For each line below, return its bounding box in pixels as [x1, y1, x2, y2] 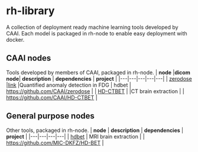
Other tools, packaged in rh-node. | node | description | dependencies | [6, 127, 184, 134]
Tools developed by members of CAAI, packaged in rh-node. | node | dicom [6, 69, 190, 76]
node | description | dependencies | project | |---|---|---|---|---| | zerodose [6, 75, 192, 82]
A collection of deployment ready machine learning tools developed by [6, 24, 178, 31]
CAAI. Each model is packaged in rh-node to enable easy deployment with [6, 29, 187, 37]
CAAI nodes [6, 53, 51, 63]
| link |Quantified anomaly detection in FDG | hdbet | [6, 81, 131, 88]
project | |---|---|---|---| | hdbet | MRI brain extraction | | [6, 133, 145, 140]
